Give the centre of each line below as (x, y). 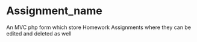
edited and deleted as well (39, 33)
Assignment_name (54, 11)
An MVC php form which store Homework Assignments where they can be (99, 27)
